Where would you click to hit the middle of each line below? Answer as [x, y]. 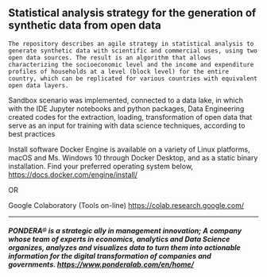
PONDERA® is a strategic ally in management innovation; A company [125, 231]
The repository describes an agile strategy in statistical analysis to [131, 44]
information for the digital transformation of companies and [110, 256]
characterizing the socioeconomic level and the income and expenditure [131, 64]
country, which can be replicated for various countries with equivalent [133, 79]
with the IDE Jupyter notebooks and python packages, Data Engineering [126, 108]
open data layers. [39, 85]
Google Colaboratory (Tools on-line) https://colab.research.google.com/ [126, 205]
